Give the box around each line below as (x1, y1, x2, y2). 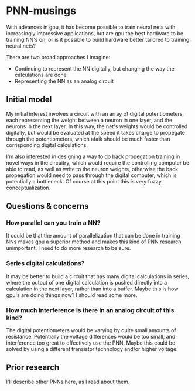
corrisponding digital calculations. (6, 141, 88, 148)
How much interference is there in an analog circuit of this (6, 306, 175, 314)
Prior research (6, 363, 60, 373)
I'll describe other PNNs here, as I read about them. (6, 378, 130, 385)
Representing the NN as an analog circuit (14, 78, 114, 85)
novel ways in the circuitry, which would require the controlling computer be (6, 159, 190, 166)
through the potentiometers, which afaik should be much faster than (6, 135, 170, 142)
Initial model (6, 95, 52, 105)
